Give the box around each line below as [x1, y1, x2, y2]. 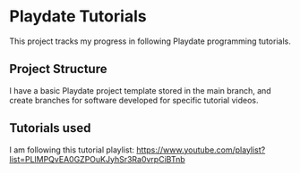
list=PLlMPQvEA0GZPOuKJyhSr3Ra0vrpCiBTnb [9, 153, 185, 164]
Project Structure [9, 62, 107, 77]
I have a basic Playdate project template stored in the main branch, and [9, 85, 271, 95]
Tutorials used [9, 120, 91, 136]
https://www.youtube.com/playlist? [136, 144, 266, 155]
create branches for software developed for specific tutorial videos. [9, 95, 259, 105]
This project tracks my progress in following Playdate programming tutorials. [9, 36, 291, 46]
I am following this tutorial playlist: [9, 144, 135, 155]
